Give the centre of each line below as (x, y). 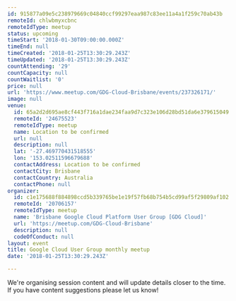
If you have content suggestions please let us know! (83, 290)
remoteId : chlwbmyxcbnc (42, 20)
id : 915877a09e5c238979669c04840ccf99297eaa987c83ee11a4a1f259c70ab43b (115, 14)
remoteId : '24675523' (46, 118)
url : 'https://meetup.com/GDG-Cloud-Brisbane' (83, 223)
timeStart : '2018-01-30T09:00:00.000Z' (66, 40)
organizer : (23, 191)
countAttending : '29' (39, 66)
